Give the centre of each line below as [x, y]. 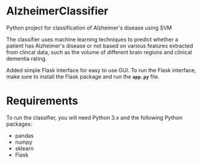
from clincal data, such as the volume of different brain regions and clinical [99, 52]
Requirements [42, 101]
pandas [24, 135]
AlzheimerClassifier [57, 11]
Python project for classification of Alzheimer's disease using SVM [89, 28]
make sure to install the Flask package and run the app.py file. [83, 76]
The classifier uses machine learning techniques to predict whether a [92, 39]
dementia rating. [27, 58]
